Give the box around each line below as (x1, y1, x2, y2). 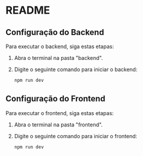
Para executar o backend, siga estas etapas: (5, 43, 114, 50)
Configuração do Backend (5, 27, 104, 37)
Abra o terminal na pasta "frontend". (14, 121, 103, 128)
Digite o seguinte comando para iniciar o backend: (14, 66, 138, 73)
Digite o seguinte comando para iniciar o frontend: (14, 132, 138, 139)
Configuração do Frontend (5, 94, 106, 104)
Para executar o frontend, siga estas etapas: (5, 109, 114, 116)
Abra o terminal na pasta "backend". (14, 55, 103, 61)
